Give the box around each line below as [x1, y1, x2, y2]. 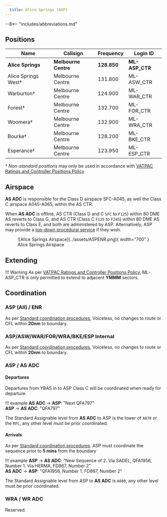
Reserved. [5, 507, 26, 513]
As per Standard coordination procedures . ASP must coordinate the [5, 443, 144, 449]
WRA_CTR [128, 122, 153, 129]
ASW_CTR [128, 79, 153, 86]
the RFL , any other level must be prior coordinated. [5, 421, 108, 427]
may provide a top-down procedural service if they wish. [5, 227, 121, 233]
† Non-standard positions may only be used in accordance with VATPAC [5, 163, 153, 169]
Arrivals [5, 431, 22, 437]
